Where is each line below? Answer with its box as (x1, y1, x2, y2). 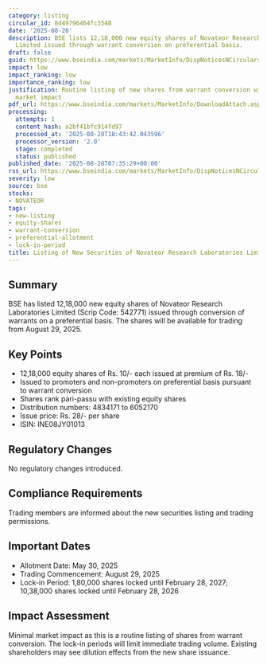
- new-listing (8, 212, 56, 220)
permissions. (8, 516, 51, 526)
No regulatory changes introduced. (8, 464, 123, 474)
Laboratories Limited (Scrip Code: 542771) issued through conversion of (8, 307, 245, 317)
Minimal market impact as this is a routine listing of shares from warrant (8, 630, 243, 640)
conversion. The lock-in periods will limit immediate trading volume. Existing (8, 639, 257, 648)
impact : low (8, 64, 48, 72)
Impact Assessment (8, 609, 110, 623)
